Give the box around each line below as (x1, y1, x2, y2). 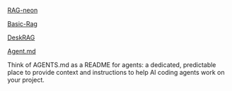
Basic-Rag (7, 20, 37, 28)
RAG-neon (7, 6, 38, 14)
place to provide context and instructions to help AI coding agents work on (7, 68, 225, 76)
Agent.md (7, 47, 37, 55)
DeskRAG (7, 33, 35, 42)
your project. (7, 75, 45, 84)
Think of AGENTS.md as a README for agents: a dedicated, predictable (7, 61, 216, 69)
